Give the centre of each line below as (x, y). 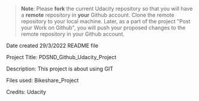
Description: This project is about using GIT (60, 69)
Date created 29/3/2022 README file (52, 45)
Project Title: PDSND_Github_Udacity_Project (61, 57)
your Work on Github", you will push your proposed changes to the (103, 27)
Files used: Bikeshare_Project (43, 80)
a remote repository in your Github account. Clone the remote (98, 15)
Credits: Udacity (26, 92)
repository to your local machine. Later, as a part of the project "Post (105, 21)
